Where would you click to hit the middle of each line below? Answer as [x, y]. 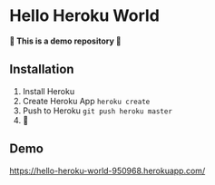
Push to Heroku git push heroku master [97, 111]
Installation [42, 69]
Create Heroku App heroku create [86, 101]
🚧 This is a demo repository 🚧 [65, 41]
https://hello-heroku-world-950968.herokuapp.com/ [107, 170]
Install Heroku [49, 91]
